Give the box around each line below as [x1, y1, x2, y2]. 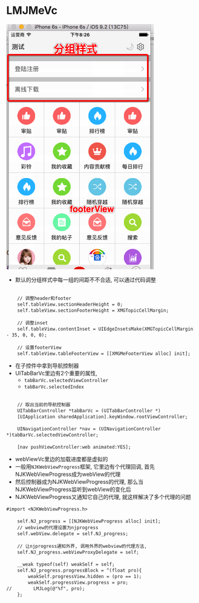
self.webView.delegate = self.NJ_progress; [17, 530, 129, 536]
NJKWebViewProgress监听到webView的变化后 [15, 486, 131, 493]
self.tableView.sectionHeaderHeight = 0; [17, 301, 123, 308]
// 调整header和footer [17, 295, 71, 301]
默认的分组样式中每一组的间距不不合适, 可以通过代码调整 [15, 276, 156, 283]
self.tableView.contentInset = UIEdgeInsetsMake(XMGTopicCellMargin [17, 326, 194, 332]
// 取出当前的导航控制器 [17, 401, 71, 407]
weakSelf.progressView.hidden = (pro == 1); [28, 573, 142, 579]
